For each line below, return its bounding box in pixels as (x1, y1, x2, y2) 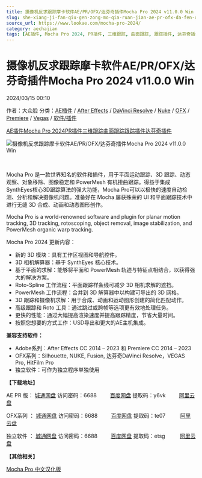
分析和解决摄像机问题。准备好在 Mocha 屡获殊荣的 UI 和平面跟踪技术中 (16, 193, 193, 201)
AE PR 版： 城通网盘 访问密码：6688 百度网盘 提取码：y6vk (6, 392, 167, 399)
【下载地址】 (6, 379, 38, 386)
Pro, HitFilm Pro (14, 359, 54, 366)
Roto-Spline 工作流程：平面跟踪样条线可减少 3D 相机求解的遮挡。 (14, 281, 177, 289)
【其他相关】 (6, 453, 38, 460)
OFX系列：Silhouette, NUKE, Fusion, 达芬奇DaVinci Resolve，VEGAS (14, 352, 185, 359)
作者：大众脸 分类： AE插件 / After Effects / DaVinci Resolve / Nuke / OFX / (6, 107, 190, 115)
